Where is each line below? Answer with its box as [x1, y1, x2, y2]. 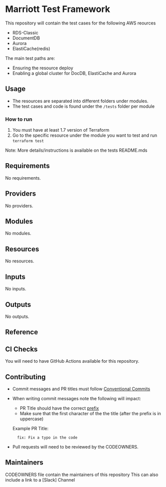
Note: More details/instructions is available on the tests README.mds [5, 147, 148, 153]
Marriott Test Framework [5, 3, 111, 15]
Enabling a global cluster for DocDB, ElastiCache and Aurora [12, 70, 137, 76]
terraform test [12, 139, 44, 144]
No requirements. [5, 175, 41, 181]
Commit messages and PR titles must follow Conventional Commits [12, 386, 151, 392]
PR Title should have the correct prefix [19, 405, 99, 411]
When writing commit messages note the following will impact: [12, 395, 141, 401]
